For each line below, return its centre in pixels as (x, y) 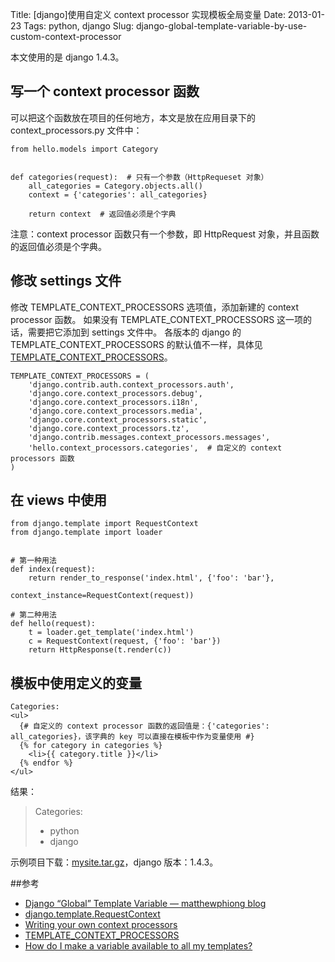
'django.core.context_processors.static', (118, 419)
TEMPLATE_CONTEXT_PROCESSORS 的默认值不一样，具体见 (136, 344)
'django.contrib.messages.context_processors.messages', (149, 437)
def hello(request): (53, 624)
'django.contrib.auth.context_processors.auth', (131, 384)
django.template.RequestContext (92, 914)
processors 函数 (42, 458)
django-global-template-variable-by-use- (222, 26)
